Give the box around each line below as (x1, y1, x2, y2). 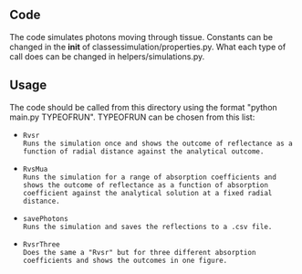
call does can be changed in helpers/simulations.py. (9, 50, 205, 62)
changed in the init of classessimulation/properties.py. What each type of (9, 41, 286, 52)
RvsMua (22, 164, 48, 174)
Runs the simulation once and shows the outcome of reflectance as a (22, 139, 294, 148)
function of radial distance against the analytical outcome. (22, 146, 265, 156)
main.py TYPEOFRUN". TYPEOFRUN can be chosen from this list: (9, 111, 255, 122)
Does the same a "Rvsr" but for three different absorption (22, 248, 256, 257)
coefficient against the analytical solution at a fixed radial (22, 188, 273, 197)
